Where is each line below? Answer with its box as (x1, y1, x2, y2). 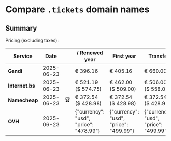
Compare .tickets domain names (5, 4, 150, 15)
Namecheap (8, 97, 38, 104)
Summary (5, 24, 37, 33)
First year (112, 52, 136, 60)
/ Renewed (76, 49, 103, 57)
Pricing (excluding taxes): (5, 37, 59, 43)
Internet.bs (8, 82, 36, 89)
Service (13, 52, 33, 60)
